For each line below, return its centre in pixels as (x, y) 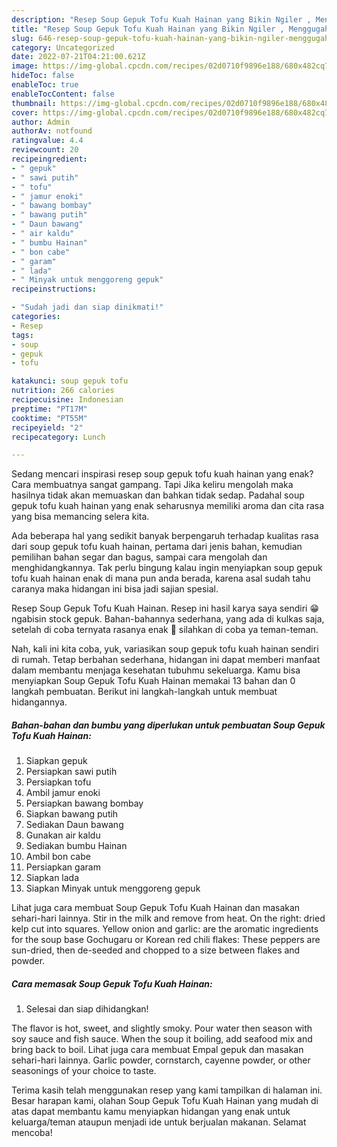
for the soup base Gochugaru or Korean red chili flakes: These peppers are (166, 940)
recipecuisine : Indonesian (67, 400)
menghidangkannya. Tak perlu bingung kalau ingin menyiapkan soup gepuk (167, 568)
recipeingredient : (49, 159)
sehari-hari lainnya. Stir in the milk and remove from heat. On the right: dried (168, 918)
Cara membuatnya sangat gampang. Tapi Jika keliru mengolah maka (152, 485)
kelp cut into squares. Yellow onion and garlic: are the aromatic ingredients (165, 929)
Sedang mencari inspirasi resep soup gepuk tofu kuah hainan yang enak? (162, 474)
